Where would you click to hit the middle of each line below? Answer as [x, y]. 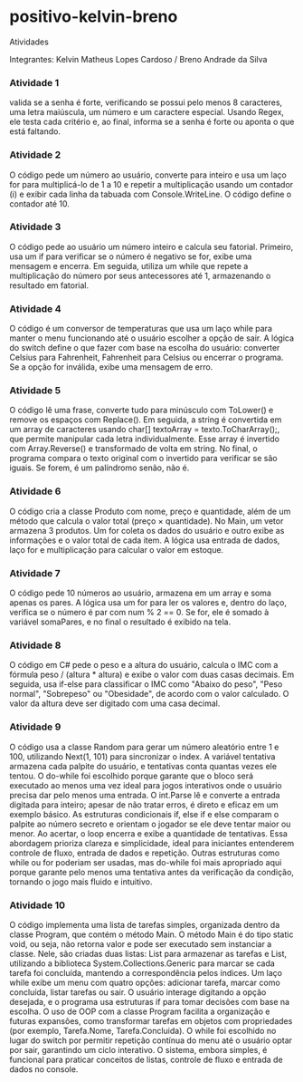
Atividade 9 [35, 727]
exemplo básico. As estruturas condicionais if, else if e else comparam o [144, 814]
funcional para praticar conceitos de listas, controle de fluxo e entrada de [146, 1059]
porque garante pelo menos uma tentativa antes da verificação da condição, [151, 872]
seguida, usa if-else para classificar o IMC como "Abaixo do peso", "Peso [146, 684]
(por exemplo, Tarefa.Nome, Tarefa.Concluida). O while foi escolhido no [143, 1030]
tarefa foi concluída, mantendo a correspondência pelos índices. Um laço [146, 972]
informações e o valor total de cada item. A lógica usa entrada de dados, [145, 540]
